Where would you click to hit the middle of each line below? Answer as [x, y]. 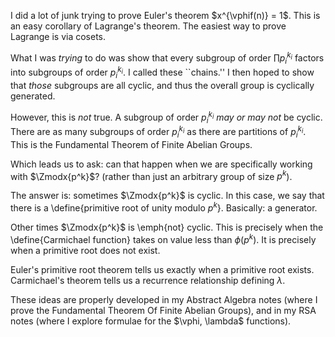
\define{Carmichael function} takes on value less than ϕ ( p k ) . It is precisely [163, 238]
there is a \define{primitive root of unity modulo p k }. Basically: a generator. [164, 207]
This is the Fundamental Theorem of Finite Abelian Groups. [131, 144]
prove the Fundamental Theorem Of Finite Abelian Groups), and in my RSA [163, 310]
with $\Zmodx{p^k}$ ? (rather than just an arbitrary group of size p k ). [151, 175]
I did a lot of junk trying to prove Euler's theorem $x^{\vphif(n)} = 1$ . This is [165, 15]
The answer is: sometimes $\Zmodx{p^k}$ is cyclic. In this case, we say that [167, 196]
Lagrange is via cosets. [58, 36]
